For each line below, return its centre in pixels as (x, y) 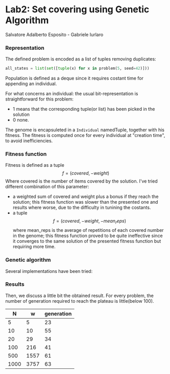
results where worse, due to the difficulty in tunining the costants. (82, 208)
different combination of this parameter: (47, 187)
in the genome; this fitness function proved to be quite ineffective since (88, 236)
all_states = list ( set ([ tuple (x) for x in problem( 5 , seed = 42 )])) (77, 68)
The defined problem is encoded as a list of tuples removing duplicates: (81, 59)
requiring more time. (34, 247)
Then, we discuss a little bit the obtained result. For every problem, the (80, 296)
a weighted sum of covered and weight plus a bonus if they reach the (86, 196)
